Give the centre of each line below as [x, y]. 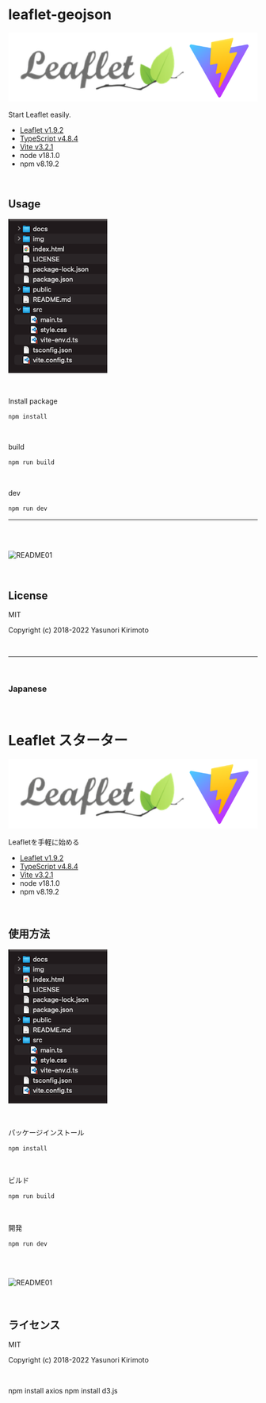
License [28, 595]
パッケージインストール [46, 1132]
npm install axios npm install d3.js [63, 1391]
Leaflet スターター [68, 741]
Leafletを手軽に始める [44, 842]
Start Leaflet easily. [40, 114]
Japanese [28, 689]
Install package [33, 401]
